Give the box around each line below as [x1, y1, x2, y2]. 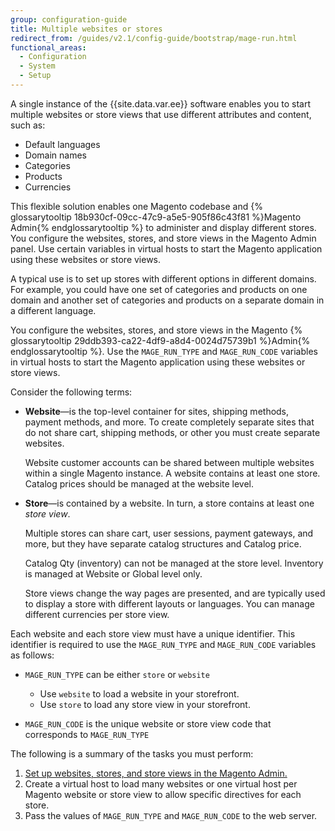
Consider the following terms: [10, 386, 133, 398]
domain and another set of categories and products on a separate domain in [10, 294, 325, 306]
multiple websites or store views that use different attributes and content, [10, 108, 312, 120]
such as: [10, 119, 46, 131]
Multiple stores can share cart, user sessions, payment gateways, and [24, 527, 314, 539]
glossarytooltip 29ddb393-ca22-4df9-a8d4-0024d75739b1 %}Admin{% [10, 334, 311, 346]
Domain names [24, 149, 87, 161]
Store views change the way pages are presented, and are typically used [24, 587, 326, 599]
